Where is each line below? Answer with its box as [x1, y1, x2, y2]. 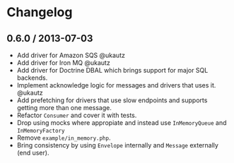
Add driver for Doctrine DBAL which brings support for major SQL [16, 66, 209, 74]
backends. [16, 73, 48, 82]
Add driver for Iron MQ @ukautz [16, 59, 110, 67]
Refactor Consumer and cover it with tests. [16, 111, 137, 119]
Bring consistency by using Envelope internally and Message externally [16, 141, 218, 149]
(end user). [16, 149, 49, 157]
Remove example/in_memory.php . [16, 133, 111, 142]
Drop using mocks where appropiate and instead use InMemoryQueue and [16, 119, 227, 127]
